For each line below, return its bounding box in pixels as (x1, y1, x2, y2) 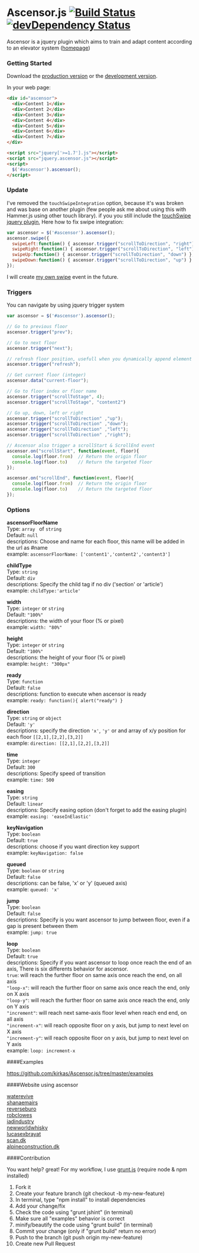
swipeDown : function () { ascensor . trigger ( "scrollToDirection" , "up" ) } (12, 257, 193, 263)
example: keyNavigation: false (6, 849, 83, 856)
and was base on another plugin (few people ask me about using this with (6, 206, 187, 213)
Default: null (6, 532, 38, 539)
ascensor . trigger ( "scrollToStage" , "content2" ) (6, 399, 126, 405)
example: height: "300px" (6, 660, 70, 667)
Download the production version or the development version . (6, 73, 158, 80)
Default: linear (6, 800, 44, 807)
